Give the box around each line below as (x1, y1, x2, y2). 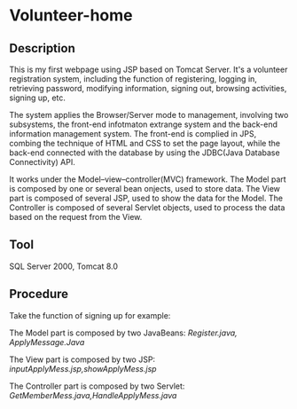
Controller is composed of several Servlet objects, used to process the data (9, 202, 285, 213)
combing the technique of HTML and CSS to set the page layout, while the (9, 138, 281, 148)
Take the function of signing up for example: (9, 310, 171, 320)
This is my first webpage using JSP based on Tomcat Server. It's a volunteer (9, 64, 288, 75)
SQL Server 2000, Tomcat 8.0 (9, 261, 118, 271)
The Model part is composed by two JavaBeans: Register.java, (9, 327, 238, 338)
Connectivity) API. (9, 157, 75, 167)
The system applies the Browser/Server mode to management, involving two (9, 110, 289, 120)
